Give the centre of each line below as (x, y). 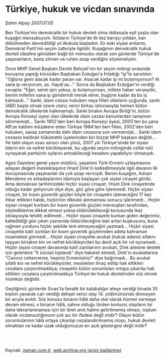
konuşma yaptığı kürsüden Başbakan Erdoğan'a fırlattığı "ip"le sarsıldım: (79, 74)
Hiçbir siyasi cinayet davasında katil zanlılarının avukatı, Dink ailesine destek (83, 247)
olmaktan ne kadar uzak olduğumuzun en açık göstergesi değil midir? (76, 325)
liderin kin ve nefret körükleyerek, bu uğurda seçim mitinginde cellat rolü (79, 148)
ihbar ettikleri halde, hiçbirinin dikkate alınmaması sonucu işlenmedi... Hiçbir (83, 199)
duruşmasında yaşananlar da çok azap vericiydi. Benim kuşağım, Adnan (79, 173)
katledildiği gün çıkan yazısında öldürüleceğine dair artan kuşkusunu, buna (82, 221)
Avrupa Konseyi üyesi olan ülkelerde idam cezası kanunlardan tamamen (78, 116)
